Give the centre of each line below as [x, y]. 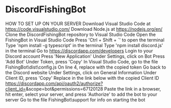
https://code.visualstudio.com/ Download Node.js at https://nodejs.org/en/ [84, 29]
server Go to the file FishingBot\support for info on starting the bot [75, 100]
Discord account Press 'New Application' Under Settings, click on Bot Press [85, 56]
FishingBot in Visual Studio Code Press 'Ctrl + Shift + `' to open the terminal [85, 40]
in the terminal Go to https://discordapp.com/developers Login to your [79, 51]
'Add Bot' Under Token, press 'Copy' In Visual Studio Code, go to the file [82, 61]
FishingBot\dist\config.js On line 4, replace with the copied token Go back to [86, 67]
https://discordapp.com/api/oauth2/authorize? [54, 83]
